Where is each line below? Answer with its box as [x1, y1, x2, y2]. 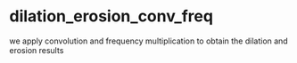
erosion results [9, 44, 64, 55]
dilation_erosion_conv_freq [9, 6, 214, 27]
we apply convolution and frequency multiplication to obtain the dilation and [9, 35, 288, 46]
